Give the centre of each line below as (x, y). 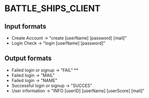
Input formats (26, 26)
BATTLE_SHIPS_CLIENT (53, 8)
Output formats (28, 58)
